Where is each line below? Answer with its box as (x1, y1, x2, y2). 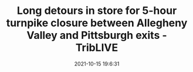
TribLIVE (75, 41, 118, 55)
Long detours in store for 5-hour (16, 4, 177, 17)
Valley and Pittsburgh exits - (26, 29, 167, 42)
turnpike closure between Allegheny (6, 16, 188, 30)
